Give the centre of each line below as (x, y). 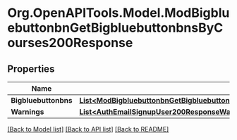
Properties (31, 69)
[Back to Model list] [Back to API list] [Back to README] (88, 129)
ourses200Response (70, 43)
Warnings (28, 112)
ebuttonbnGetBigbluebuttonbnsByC (115, 28)
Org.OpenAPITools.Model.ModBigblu (119, 13)
